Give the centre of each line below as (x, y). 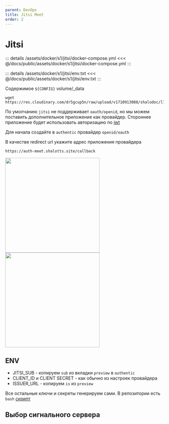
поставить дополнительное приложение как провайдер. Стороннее (78, 117)
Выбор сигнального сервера (53, 415)
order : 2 (14, 19)
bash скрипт (18, 399)
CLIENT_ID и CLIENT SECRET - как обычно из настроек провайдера (85, 378)
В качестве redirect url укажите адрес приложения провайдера (73, 142)
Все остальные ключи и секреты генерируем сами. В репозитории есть (83, 393)
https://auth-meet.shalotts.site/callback (50, 151)
